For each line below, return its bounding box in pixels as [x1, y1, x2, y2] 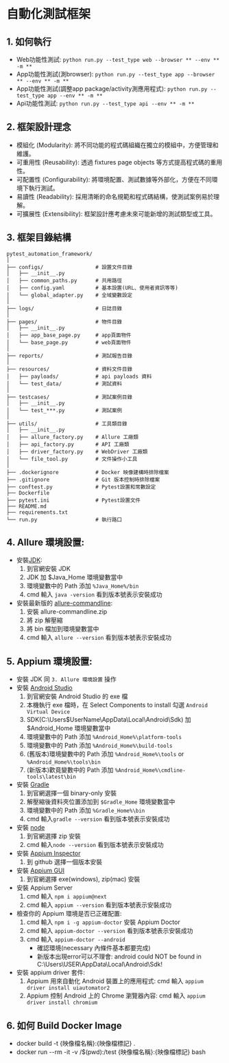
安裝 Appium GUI [16, 866, 65, 874]
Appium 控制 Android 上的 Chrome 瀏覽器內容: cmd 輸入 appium [26, 991, 206, 1000]
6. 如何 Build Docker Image [6, 1020, 123, 1031]
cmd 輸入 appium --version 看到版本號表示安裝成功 [26, 901, 172, 909]
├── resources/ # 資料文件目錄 [6, 365, 133, 372]
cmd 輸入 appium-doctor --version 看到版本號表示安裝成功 [26, 927, 193, 935]
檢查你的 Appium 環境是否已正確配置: [16, 910, 122, 918]
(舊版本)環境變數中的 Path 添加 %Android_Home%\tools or [26, 750, 184, 758]
